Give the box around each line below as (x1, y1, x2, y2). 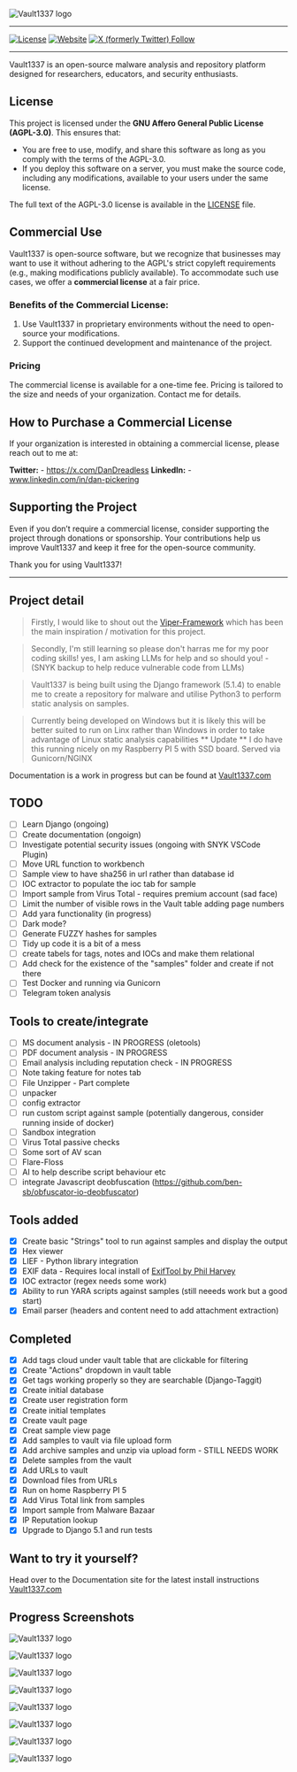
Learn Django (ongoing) (21, 819, 110, 829)
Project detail (9, 593, 84, 608)
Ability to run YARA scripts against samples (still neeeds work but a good (21, 1286, 288, 1297)
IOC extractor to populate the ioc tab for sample (21, 878, 197, 889)
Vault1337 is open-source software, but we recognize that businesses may (9, 248, 281, 258)
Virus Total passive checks (21, 1136, 120, 1147)
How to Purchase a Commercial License (9, 414, 232, 429)
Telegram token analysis (21, 988, 111, 998)
